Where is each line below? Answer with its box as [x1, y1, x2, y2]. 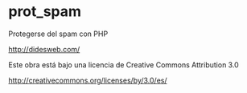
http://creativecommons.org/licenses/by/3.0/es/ [8, 75, 167, 85]
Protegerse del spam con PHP [8, 29, 109, 38]
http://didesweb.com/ [8, 44, 80, 54]
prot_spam [8, 2, 82, 21]
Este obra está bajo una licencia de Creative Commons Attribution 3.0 [8, 59, 239, 70]
